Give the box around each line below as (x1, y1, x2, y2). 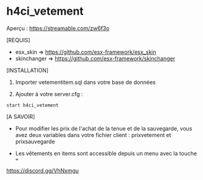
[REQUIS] (6, 36, 31, 43)
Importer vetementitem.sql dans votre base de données (15, 78, 156, 86)
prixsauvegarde (15, 138, 55, 145)
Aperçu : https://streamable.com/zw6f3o (6, 24, 110, 32)
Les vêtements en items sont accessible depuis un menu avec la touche (15, 149, 197, 157)
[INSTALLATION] (6, 66, 49, 74)
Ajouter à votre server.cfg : (15, 90, 83, 97)
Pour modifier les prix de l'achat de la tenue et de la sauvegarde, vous (15, 124, 193, 132)
